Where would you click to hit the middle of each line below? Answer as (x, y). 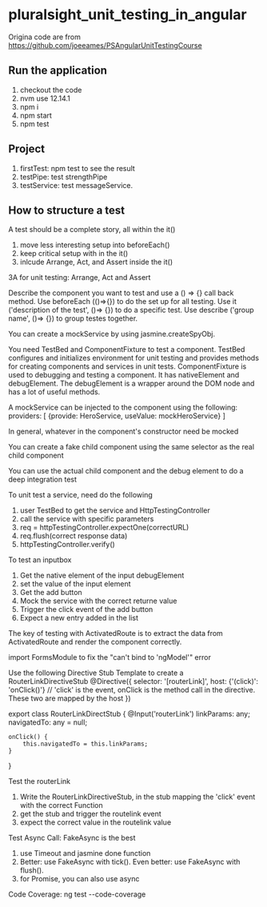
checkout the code (51, 90)
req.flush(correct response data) (74, 536)
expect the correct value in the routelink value (96, 822)
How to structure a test (67, 210)
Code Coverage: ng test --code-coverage (77, 894)
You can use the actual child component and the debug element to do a (126, 471)
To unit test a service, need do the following (81, 495)
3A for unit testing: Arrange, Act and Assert (80, 278)
